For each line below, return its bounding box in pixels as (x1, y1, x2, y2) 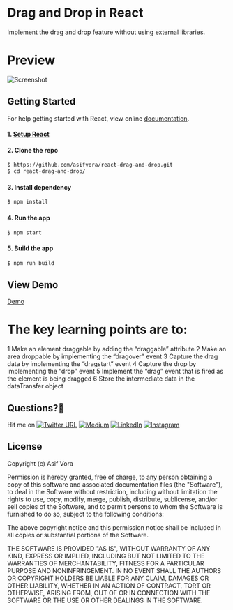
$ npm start (7, 229, 42, 236)
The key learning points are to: (7, 322, 188, 337)
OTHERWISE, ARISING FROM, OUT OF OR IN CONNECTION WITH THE (7, 588, 211, 597)
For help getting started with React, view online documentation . (7, 114, 190, 123)
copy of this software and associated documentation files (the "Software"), (7, 480, 223, 489)
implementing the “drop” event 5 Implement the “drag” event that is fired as (7, 367, 224, 376)
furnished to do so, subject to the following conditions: (7, 510, 164, 518)
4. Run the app (7, 213, 50, 222)
